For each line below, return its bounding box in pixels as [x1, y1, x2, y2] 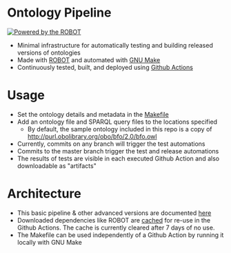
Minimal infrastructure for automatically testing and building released [17, 41, 214, 49]
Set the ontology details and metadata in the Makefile [17, 110, 169, 118]
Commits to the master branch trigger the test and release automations [17, 147, 219, 155]
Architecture [7, 186, 81, 202]
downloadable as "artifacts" [17, 161, 97, 170]
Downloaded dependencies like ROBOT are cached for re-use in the [17, 216, 211, 224]
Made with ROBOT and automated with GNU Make [17, 55, 161, 64]
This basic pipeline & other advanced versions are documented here [17, 209, 212, 217]
